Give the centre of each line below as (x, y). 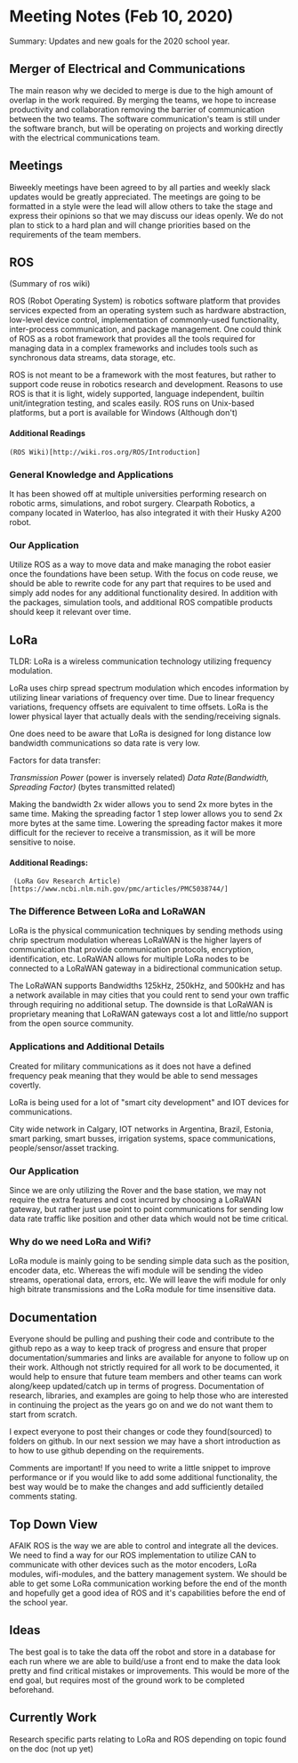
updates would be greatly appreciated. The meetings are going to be (135, 197)
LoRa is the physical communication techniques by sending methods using (146, 931)
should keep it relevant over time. (70, 612)
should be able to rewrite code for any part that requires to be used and (140, 584)
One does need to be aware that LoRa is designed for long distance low (140, 733)
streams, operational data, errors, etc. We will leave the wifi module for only (148, 1280)
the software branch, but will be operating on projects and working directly (146, 128)
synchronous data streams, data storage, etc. (93, 358)
